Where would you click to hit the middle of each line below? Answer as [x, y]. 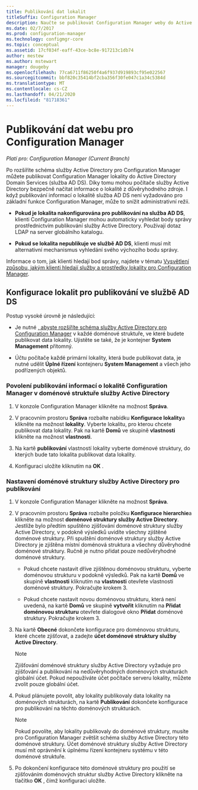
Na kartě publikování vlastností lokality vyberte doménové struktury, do [103, 448]
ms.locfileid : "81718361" [38, 100]
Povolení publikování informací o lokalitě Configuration [87, 386]
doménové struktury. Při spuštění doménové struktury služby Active [98, 538]
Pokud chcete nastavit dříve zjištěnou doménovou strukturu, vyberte [107, 569]
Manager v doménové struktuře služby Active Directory [88, 394]
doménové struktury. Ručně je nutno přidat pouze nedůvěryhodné [95, 551]
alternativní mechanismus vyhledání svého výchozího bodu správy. [97, 249]
